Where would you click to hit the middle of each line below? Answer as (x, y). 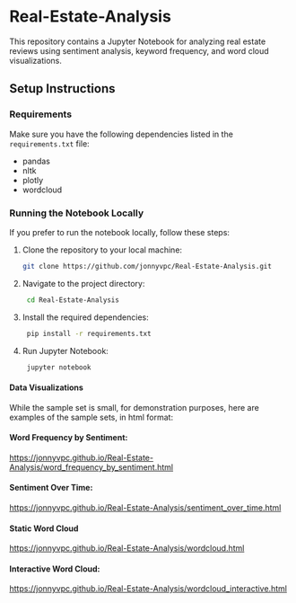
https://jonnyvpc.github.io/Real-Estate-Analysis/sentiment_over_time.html (145, 508)
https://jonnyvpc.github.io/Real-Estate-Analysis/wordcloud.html (127, 548)
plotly (33, 180)
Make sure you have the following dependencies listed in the (121, 134)
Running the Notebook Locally (77, 213)
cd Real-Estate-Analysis (73, 300)
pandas (36, 161)
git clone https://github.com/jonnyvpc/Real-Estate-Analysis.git (147, 266)
